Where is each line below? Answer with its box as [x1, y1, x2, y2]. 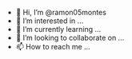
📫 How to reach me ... [15, 42, 90, 51]
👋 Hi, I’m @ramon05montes [15, 8, 106, 17]
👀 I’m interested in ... [15, 16, 84, 26]
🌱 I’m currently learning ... [15, 25, 102, 33]
